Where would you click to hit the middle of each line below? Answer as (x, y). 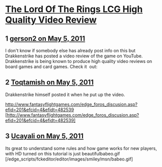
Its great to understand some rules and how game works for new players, (81, 148)
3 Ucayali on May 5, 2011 (45, 136)
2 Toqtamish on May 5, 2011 (50, 82)
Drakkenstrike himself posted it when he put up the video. (65, 95)
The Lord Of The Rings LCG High (74, 9)
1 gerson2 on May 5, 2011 (45, 38)
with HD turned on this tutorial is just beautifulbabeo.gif (63, 153)
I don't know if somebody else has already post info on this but (70, 51)
